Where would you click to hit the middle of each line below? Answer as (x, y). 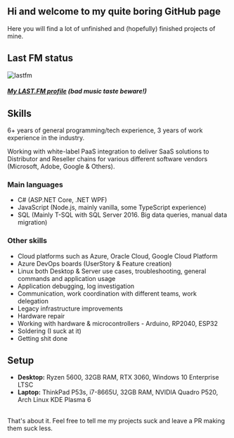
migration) (32, 223)
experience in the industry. (46, 138)
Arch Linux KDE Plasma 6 (54, 400)
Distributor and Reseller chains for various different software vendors (108, 159)
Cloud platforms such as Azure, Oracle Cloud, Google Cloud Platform (117, 256)
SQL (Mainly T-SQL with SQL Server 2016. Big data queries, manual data (122, 215)
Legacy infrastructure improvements (70, 308)
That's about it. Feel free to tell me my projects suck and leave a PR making (116, 421)
